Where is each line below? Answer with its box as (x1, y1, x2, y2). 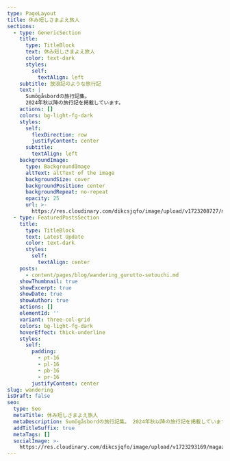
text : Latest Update (25, 233, 84, 240)
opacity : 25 (25, 195, 60, 202)
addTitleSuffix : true (13, 425, 75, 432)
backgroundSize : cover (25, 176, 90, 182)
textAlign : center (37, 259, 90, 265)
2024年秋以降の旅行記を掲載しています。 (25, 99, 125, 106)
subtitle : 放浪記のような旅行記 (19, 80, 101, 87)
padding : (31, 348, 57, 355)
